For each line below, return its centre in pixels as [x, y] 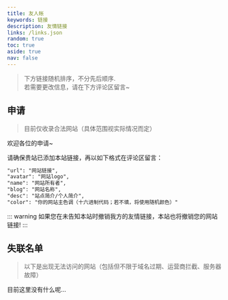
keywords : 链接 [28, 20]
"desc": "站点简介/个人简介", [46, 196]
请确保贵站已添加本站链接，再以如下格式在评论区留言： [85, 158]
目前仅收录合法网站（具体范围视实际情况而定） [89, 128]
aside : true [24, 52]
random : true [26, 39]
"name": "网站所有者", [37, 183]
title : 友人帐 [26, 13]
